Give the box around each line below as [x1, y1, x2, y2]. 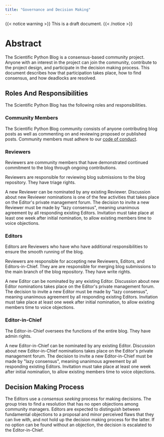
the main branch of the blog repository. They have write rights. [5, 269, 131, 275]
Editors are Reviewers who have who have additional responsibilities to [5, 244, 148, 249]
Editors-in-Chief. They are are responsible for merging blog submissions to [5, 264, 156, 270]
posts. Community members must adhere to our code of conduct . [5, 136, 138, 142]
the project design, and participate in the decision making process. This [5, 64, 150, 70]
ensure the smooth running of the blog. [5, 249, 84, 255]
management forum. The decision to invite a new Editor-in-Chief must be [5, 353, 153, 359]
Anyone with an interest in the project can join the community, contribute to [5, 59, 157, 65]
